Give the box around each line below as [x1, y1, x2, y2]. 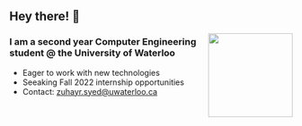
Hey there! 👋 [9, 9, 81, 24]
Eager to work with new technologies [22, 67, 160, 78]
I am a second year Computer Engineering [9, 36, 197, 48]
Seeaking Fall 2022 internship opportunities [22, 77, 184, 88]
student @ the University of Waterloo [9, 46, 175, 59]
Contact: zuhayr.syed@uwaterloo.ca [22, 86, 158, 97]
